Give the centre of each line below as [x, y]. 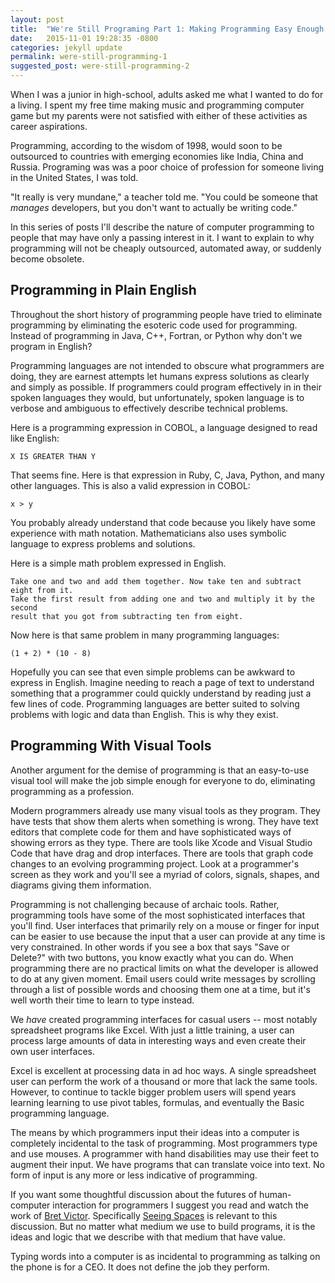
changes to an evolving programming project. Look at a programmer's [155, 863]
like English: [35, 438]
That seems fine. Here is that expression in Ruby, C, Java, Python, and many [167, 475]
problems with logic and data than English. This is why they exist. [144, 714]
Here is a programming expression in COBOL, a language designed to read [164, 427]
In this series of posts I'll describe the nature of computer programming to [162, 227]
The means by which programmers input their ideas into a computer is [155, 1132]
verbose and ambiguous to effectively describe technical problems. [149, 408]
